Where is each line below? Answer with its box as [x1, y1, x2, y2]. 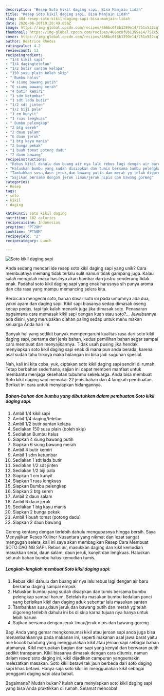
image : [5, 25, 19, 30]
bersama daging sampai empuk [12, 584, 76, 590]
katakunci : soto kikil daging [5, 211, 67, 216]
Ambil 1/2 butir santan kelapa [12, 421, 71, 427]
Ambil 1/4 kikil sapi [12, 410, 50, 416]
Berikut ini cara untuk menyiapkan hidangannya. [5, 382, 102, 388]
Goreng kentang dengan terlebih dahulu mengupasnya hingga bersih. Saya [5, 529, 156, 535]
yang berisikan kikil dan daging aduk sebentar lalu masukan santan [12, 599, 147, 605]
